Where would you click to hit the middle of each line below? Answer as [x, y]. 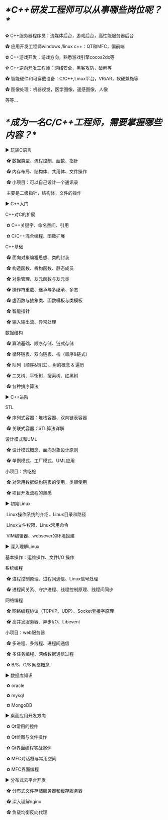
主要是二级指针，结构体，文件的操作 [44, 193]
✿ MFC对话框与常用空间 [31, 758]
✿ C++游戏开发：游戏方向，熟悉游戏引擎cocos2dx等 [60, 57]
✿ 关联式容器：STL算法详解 [35, 428]
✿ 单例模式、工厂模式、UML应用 [40, 461]
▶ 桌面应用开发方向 [26, 715]
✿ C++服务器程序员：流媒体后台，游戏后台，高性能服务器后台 [70, 35]
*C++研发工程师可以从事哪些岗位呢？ [83, 10]
